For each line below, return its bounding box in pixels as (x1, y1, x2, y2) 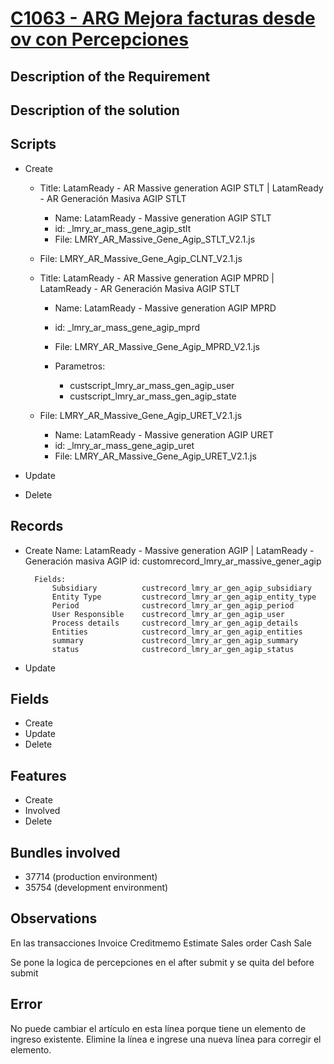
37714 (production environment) (24, 871, 158, 883)
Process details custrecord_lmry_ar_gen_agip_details (51, 618, 299, 628)
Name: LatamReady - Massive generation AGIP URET (54, 428, 274, 441)
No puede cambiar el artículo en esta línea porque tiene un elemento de (10, 1022, 307, 1034)
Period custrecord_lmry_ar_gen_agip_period (51, 600, 295, 611)
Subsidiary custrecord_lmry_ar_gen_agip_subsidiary (51, 583, 312, 593)
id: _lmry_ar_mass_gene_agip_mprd (54, 321, 201, 333)
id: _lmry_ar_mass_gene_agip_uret (54, 439, 195, 451)
